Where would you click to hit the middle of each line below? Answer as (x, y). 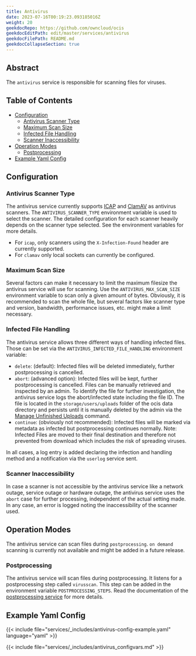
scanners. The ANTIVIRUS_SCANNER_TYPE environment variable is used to (92, 212)
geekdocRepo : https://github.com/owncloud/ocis (65, 28)
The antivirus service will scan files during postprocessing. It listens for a (94, 578)
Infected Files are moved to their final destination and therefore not (95, 434)
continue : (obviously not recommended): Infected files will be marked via (102, 422)
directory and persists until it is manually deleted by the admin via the (98, 410)
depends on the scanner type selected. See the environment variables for (95, 225)
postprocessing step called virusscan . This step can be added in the (89, 584)
